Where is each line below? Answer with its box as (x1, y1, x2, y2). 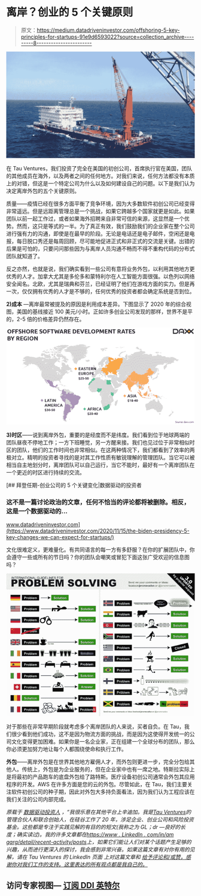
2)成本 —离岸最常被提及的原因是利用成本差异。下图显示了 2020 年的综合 (6, 300, 187, 308)
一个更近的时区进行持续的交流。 (6, 468, 85, 476)
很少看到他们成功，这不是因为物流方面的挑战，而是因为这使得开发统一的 (11, 730, 190, 738)
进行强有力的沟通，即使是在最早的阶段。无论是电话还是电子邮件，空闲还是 (6, 230, 190, 237)
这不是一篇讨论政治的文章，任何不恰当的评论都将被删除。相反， (6, 498, 190, 506)
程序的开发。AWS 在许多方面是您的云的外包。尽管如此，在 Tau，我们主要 (6, 781, 187, 788)
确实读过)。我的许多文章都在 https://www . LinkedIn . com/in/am (16, 831, 174, 838)
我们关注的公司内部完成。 (6, 796, 69, 803)
